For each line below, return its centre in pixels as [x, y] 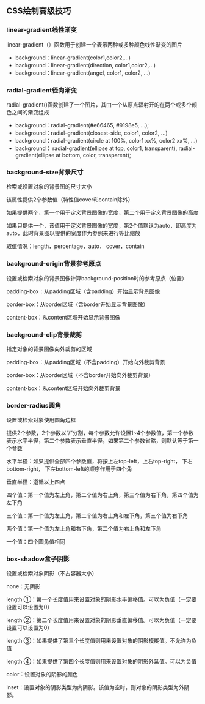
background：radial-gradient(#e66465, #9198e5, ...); [82, 125]
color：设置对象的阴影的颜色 [42, 675]
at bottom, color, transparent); [93, 155]
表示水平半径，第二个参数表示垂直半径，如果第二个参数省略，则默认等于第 [100, 441]
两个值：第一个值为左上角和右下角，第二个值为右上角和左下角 [84, 529]
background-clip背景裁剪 [44, 334]
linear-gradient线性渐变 [42, 30]
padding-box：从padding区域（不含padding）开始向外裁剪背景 [86, 362]
